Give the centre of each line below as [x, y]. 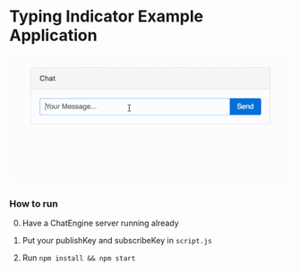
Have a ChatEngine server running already [100, 223]
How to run [34, 203]
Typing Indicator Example [107, 17]
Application [53, 35]
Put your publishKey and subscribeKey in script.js [117, 241]
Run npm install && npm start [79, 258]
